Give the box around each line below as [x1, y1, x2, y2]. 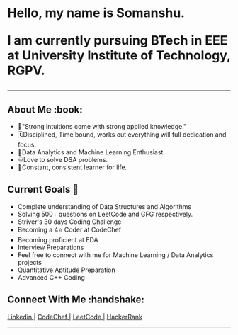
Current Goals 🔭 [7, 183, 79, 195]
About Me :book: [7, 103, 83, 115]
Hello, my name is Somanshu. [7, 5, 186, 21]
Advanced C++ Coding [17, 273, 85, 281]
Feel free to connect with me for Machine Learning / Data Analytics [17, 250, 214, 259]
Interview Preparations [17, 243, 84, 251]
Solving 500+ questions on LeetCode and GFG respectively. [17, 210, 193, 218]
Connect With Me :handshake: [7, 294, 145, 306]
